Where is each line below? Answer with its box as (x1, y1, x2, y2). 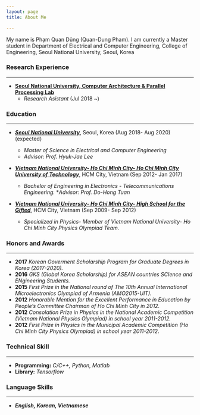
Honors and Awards (6, 239, 65, 247)
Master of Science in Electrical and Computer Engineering (23, 147, 167, 154)
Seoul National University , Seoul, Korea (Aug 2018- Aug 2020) (14, 129, 171, 136)
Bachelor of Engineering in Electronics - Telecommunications (23, 183, 174, 190)
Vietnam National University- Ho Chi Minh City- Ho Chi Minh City (14, 165, 180, 172)
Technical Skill (6, 342, 49, 351)
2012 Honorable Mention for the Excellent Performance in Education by (14, 296, 190, 303)
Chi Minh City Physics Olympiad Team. (23, 224, 120, 232)
